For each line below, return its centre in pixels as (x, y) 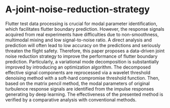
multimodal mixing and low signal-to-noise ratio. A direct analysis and (79, 40)
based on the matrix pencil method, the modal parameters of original (78, 83)
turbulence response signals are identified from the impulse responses (80, 89)
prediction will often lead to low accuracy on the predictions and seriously (83, 45)
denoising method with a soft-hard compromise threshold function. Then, (82, 78)
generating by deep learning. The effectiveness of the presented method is (84, 94)
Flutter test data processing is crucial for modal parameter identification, (81, 24)
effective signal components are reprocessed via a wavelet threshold (78, 72)
